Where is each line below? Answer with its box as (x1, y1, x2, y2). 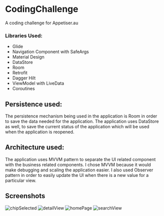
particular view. (5, 177, 37, 183)
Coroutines (12, 86, 35, 92)
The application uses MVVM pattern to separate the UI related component (5, 156, 156, 162)
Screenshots (5, 192, 45, 200)
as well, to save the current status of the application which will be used (5, 124, 150, 130)
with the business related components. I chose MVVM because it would (5, 162, 151, 167)
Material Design (12, 54, 44, 60)
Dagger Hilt (12, 75, 36, 81)
